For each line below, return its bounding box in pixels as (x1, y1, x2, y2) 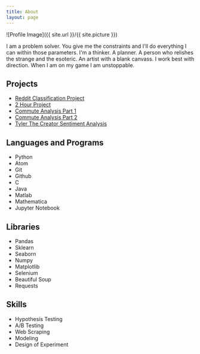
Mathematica (14, 198, 48, 205)
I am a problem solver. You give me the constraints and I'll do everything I (6, 43, 187, 50)
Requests (14, 282, 38, 289)
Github (14, 173, 32, 180)
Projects (6, 78, 38, 89)
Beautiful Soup (14, 276, 52, 283)
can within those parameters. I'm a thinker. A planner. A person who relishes (6, 49, 194, 56)
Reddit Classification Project (14, 95, 85, 102)
